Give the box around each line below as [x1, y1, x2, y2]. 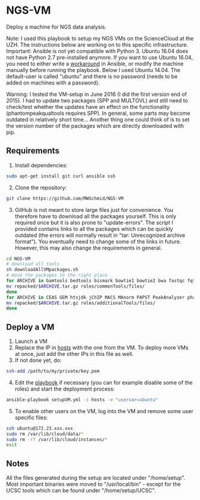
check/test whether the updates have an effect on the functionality [6, 103, 170, 110]
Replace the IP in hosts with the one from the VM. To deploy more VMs [14, 344, 189, 351]
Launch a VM [14, 337, 48, 345]
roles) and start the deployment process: [14, 385, 115, 392]
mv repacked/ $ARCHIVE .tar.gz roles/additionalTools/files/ [6, 300, 156, 306]
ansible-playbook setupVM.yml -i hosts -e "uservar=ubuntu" [6, 396, 159, 402]
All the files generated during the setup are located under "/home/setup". [6, 474, 186, 482]
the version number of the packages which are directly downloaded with [6, 122, 185, 129]
